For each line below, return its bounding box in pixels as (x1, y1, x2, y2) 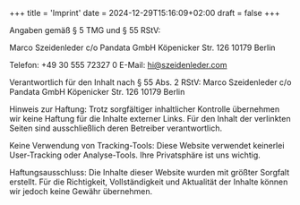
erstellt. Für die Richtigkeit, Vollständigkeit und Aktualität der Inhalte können (9, 176, 288, 187)
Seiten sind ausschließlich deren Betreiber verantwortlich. (9, 123, 222, 133)
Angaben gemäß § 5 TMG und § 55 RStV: (9, 25, 161, 35)
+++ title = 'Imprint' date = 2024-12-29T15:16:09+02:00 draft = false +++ (9, 8, 280, 18)
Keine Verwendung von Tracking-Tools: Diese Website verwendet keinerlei (9, 141, 285, 150)
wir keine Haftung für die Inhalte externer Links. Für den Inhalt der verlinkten (9, 114, 291, 124)
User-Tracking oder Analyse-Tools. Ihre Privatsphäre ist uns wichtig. (9, 149, 261, 160)
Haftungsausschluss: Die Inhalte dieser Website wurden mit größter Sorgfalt (9, 167, 289, 177)
